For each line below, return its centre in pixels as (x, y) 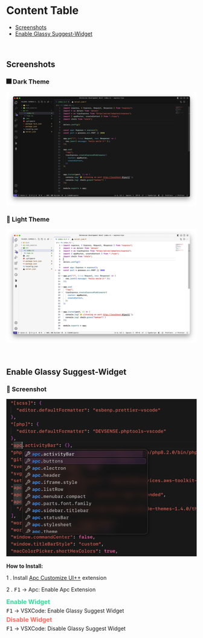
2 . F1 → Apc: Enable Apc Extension (51, 589)
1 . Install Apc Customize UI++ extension (56, 577)
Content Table (43, 11)
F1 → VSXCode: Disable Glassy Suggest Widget (66, 628)
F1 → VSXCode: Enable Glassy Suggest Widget (65, 610)
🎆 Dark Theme (28, 82)
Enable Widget (28, 602)
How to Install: (25, 566)
